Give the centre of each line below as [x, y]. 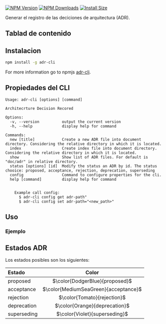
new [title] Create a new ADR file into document [76, 139]
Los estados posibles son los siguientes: [47, 260]
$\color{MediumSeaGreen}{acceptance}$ [92, 290]
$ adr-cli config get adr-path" [53, 197]
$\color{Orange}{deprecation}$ [92, 306]
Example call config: [37, 192]
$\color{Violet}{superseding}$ [92, 314]
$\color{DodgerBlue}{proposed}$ [92, 281]
